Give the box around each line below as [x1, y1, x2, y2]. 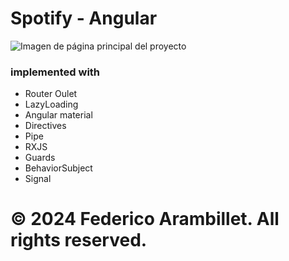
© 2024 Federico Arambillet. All [10, 208, 280, 231]
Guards [24, 152, 56, 164]
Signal [24, 173, 52, 185]
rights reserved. [10, 229, 148, 252]
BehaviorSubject [24, 162, 93, 174]
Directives [24, 120, 67, 132]
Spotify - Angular [10, 7, 158, 30]
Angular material [24, 109, 93, 121]
